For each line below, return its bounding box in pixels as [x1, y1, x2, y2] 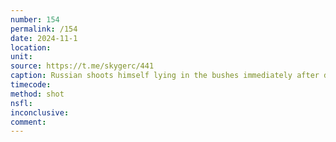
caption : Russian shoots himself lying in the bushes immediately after [10, 71, 320, 81]
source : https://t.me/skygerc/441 [10, 61, 155, 71]
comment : [10, 117, 47, 127]
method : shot [10, 89, 65, 99]
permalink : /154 [10, 24, 78, 34]
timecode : [10, 80, 52, 90]
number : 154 [10, 14, 60, 25]
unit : [10, 52, 33, 62]
